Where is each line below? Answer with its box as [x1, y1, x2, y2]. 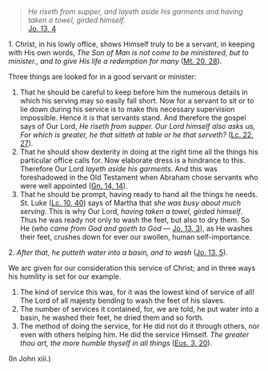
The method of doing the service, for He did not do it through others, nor [19, 321, 260, 331]
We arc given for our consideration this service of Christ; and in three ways [8, 264, 256, 272]
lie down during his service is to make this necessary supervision [19, 104, 235, 114]
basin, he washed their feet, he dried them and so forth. [19, 313, 204, 322]
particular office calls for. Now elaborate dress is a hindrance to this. [19, 155, 246, 165]
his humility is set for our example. [8, 272, 122, 281]
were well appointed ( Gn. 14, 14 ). [19, 181, 128, 191]
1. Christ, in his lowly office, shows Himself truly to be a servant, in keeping [8, 39, 255, 49]
